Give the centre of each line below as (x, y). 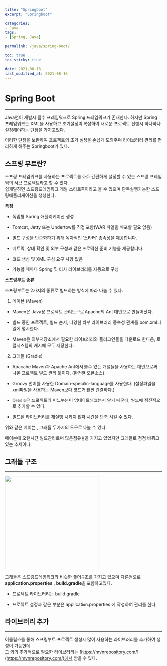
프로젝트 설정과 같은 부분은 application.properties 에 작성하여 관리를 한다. (84, 604)
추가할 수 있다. (32, 406)
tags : (11, 33)
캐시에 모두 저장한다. (54, 345)
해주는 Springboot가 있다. (43, 146)
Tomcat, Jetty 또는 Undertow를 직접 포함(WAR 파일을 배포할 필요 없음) (82, 227)
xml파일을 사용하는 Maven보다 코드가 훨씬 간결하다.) (64, 390)
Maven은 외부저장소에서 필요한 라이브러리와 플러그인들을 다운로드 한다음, (84, 339)
